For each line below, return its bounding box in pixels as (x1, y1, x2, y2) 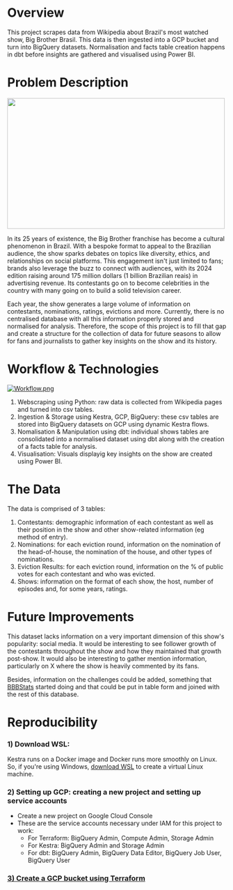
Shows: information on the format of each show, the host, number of (17, 577, 214, 585)
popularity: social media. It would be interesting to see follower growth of (7, 639, 217, 647)
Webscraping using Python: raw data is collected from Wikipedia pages (17, 397, 223, 406)
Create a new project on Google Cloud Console (17, 812, 153, 820)
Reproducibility (7, 714, 98, 730)
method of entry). (17, 532, 68, 541)
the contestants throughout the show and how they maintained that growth (7, 647, 221, 655)
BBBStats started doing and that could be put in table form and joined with (7, 682, 220, 691)
